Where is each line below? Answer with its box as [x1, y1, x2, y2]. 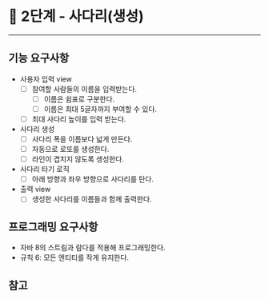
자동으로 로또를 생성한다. [31, 145, 110, 154]
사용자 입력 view [19, 74, 72, 84]
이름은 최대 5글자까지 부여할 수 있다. [43, 104, 158, 114]
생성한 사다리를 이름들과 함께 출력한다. [31, 194, 152, 204]
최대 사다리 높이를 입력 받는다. [31, 114, 126, 124]
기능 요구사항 [8, 51, 70, 65]
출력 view [19, 185, 51, 194]
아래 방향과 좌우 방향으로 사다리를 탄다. [31, 174, 155, 184]
